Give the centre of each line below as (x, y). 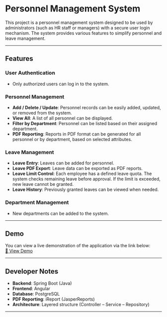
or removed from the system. (42, 113)
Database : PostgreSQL (36, 294)
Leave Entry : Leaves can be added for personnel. (63, 163)
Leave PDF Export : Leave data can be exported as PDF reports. (78, 168)
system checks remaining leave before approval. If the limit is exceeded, (86, 179)
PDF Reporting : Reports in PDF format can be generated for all (77, 134)
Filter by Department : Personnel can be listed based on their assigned (85, 123)
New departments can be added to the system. (61, 213)
